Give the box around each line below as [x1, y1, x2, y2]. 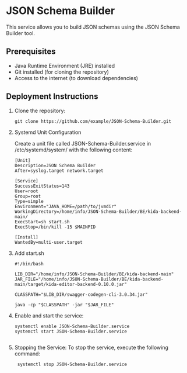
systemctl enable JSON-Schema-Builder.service [14, 323, 130, 329]
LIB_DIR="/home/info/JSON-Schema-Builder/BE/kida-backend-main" [14, 271, 174, 277]
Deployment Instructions [6, 92, 98, 102]
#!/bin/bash [14, 261, 44, 267]
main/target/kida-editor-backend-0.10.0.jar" [14, 281, 127, 287]
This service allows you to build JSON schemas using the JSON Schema [6, 23, 181, 30]
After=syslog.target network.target [14, 168, 104, 174]
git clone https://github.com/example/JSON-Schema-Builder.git [14, 118, 172, 124]
